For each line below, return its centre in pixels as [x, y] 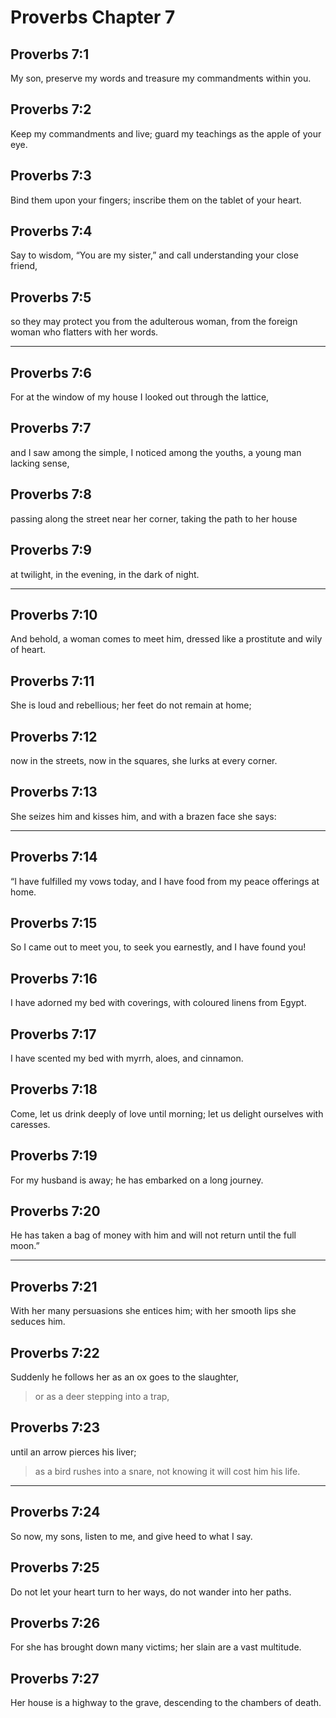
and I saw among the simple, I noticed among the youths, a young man [156, 452]
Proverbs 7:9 [51, 550]
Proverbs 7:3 [51, 176]
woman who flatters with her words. [84, 332]
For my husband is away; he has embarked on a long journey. [137, 1180]
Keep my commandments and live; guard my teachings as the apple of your [166, 133]
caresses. [30, 1124]
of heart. [28, 650]
